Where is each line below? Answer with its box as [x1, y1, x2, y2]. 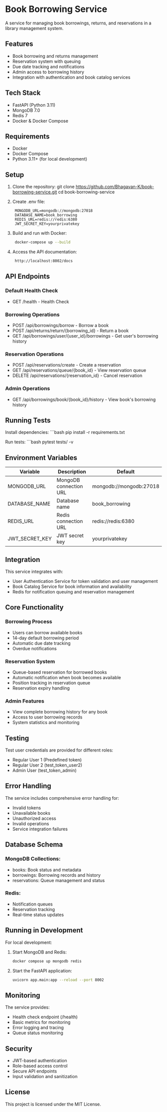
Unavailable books [12, 810, 51, 816]
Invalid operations [12, 820, 49, 826]
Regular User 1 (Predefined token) [12, 757, 82, 763]
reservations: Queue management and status [12, 877, 105, 883]
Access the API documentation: [12, 249, 77, 255]
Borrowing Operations [5, 311, 60, 318]
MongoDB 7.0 [12, 107, 40, 113]
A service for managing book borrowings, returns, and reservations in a [5, 20, 152, 26]
